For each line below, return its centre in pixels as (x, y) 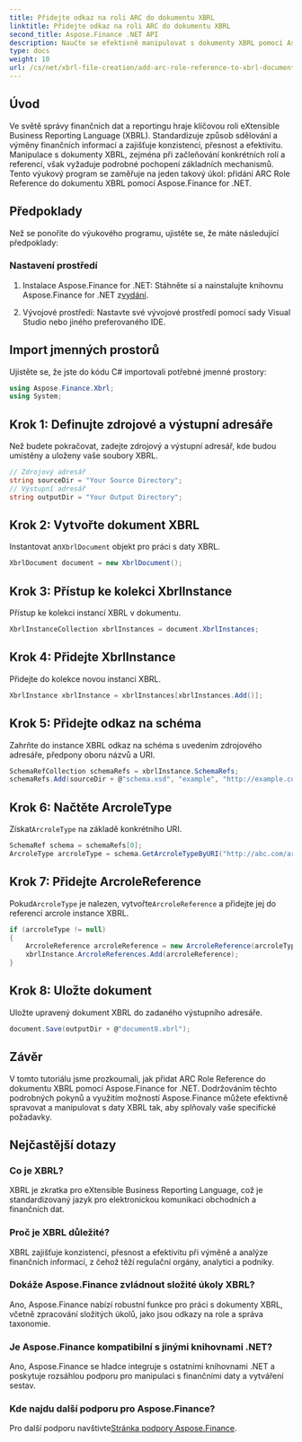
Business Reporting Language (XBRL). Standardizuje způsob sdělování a (144, 135)
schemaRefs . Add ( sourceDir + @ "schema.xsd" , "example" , (114, 779)
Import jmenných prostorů (84, 350)
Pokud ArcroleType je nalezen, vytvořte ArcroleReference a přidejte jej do (143, 903)
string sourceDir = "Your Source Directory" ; (96, 481)
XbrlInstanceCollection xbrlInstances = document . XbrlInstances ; (134, 630)
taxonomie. (30, 1323)
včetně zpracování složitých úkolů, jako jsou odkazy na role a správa (136, 1314)
